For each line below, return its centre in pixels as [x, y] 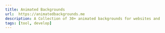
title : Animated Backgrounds [35, 9]
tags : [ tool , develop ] [28, 23]
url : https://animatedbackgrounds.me [45, 14]
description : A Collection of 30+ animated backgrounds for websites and [83, 18]
